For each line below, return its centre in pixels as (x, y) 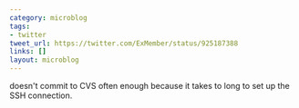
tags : (20, 26)
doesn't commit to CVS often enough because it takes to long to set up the (149, 86)
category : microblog (49, 18)
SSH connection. (41, 95)
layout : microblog (44, 60)
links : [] (28, 52)
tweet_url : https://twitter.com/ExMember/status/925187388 (124, 43)
